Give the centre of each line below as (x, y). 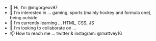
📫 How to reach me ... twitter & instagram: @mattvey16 (66, 33)
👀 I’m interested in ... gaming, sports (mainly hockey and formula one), (81, 13)
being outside (24, 18)
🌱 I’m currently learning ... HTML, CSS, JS (52, 23)
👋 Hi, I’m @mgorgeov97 (34, 7)
